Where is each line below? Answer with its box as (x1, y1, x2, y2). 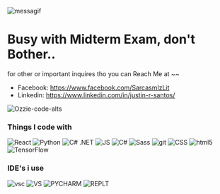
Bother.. (7, 47, 56, 63)
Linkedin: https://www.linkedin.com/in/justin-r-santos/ (17, 90, 175, 99)
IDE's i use (7, 163, 45, 173)
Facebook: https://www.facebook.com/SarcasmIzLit (17, 83, 170, 92)
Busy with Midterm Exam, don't (7, 32, 196, 47)
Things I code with (7, 122, 72, 132)
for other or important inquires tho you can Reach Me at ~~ (7, 69, 180, 78)
